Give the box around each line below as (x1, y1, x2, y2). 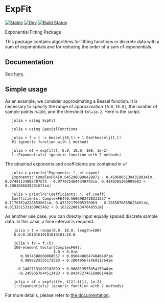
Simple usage (5, 85, 47, 93)
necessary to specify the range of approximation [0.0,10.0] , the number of (5, 103, 158, 109)
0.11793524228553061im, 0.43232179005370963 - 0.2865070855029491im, (5, 200, 150, 205)
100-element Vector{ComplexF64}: (14, 245, 82, 250)
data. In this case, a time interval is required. (5, 218, 94, 224)
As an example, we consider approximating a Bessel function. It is (5, 98, 138, 104)
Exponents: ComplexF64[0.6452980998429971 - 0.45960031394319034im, (11, 175, 154, 180)
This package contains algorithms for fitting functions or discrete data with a (5, 38, 160, 45)
